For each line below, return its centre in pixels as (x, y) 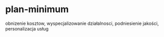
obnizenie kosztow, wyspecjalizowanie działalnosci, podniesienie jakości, (82, 23)
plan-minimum (37, 9)
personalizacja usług (27, 28)
